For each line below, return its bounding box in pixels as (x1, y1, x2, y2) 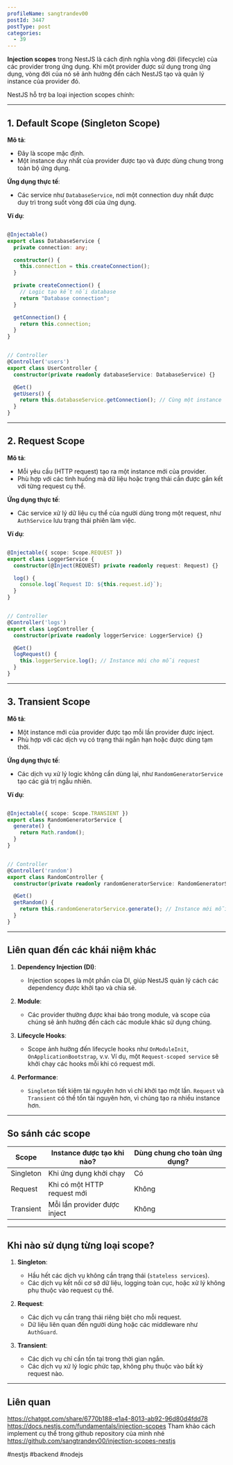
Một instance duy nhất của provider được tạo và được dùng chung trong (17, 156, 224, 165)
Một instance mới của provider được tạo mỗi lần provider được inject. (17, 728, 215, 736)
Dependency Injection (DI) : (17, 962, 96, 971)
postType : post (7, 23, 51, 30)
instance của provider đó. (7, 77, 80, 85)
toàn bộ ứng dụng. (17, 164, 71, 172)
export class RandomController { (7, 873, 104, 880)
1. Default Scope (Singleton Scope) (7, 117, 161, 129)
